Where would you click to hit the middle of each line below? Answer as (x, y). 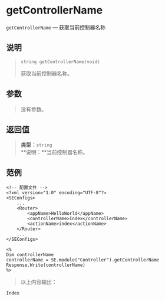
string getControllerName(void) (60, 62)
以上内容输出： (39, 282)
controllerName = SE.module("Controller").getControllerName (83, 260)
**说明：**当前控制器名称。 (54, 152)
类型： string (36, 145)
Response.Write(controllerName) (46, 265)
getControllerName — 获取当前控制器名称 (56, 27)
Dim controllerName (30, 255)
